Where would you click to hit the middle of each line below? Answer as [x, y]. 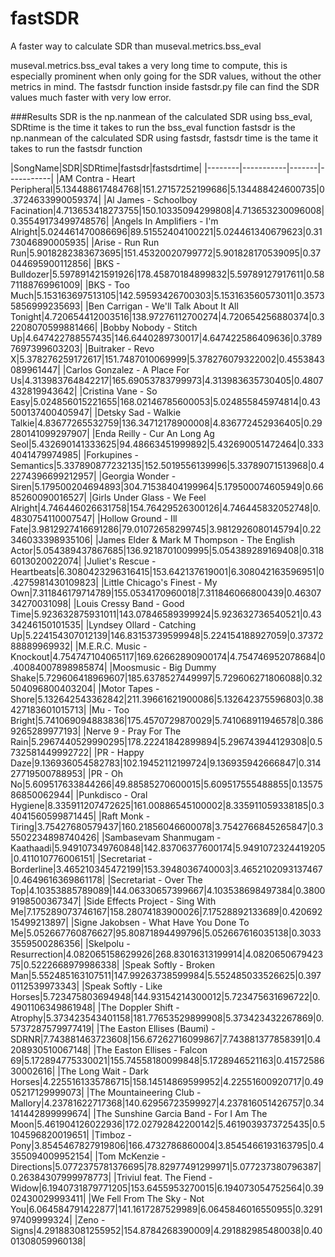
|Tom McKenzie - [130, 1156]
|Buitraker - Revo [119, 348]
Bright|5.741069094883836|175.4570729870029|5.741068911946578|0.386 [167, 720]
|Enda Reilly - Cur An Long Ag [153, 433]
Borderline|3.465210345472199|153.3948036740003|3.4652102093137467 [166, 869]
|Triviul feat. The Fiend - [163, 1177]
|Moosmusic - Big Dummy [163, 667]
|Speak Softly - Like [122, 986]
